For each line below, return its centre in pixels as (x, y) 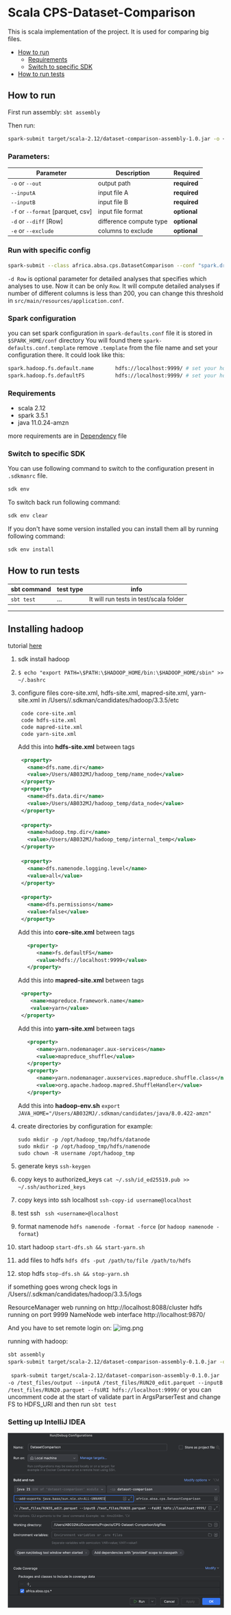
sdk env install (31, 550)
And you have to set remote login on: (60, 1328)
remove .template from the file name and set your (147, 347)
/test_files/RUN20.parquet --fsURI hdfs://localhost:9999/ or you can (110, 1390)
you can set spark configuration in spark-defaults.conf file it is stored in (110, 333)
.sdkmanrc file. (28, 476)
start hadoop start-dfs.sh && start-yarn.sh (81, 1247)
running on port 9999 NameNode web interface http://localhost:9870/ (107, 1314)
